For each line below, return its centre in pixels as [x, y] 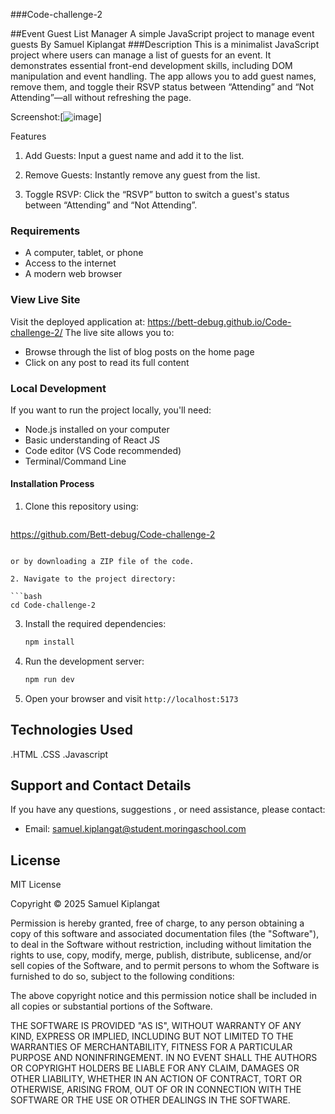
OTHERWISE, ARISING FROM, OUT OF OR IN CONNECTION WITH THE [156, 1090]
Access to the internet [70, 263]
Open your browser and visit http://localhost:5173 [131, 698]
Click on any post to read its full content [107, 362]
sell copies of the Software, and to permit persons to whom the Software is [165, 966]
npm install [49, 642]
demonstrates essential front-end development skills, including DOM [151, 65]
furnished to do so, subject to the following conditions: [122, 976]
